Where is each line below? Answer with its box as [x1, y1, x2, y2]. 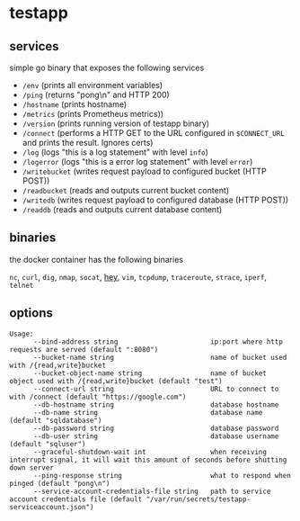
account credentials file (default [9, 494, 143, 504]
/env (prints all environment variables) [22, 80, 163, 90]
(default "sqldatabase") [9, 416, 102, 425]
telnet [9, 281, 34, 290]
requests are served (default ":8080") [9, 345, 159, 354]
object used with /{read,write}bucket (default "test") [9, 376, 223, 385]
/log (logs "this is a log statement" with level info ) [22, 147, 209, 157]
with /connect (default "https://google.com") [9, 392, 187, 401]
